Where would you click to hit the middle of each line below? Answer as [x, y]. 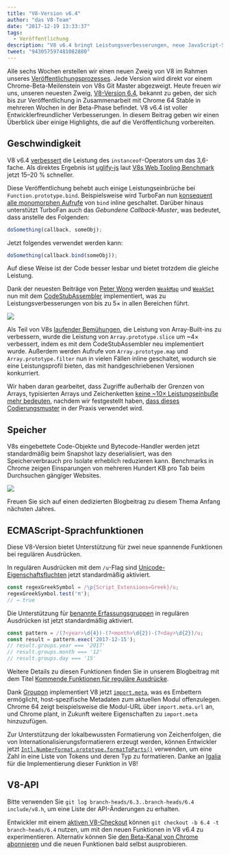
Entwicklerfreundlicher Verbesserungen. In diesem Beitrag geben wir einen [113, 114]
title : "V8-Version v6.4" [44, 13]
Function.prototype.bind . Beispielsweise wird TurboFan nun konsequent [110, 195]
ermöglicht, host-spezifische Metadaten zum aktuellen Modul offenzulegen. [114, 699]
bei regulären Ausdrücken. [44, 554]
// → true [21, 600]
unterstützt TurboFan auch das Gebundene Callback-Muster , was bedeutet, [114, 210]
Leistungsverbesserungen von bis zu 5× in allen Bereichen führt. [98, 303]
